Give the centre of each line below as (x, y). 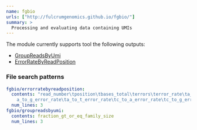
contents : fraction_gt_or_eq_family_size (63, 116)
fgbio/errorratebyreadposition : (45, 89)
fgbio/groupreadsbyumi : (35, 111)
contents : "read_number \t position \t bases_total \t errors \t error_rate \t (99, 94)
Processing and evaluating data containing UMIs (72, 28)
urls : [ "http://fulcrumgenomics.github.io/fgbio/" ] (70, 17)
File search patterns (35, 77)
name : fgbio (21, 11)
